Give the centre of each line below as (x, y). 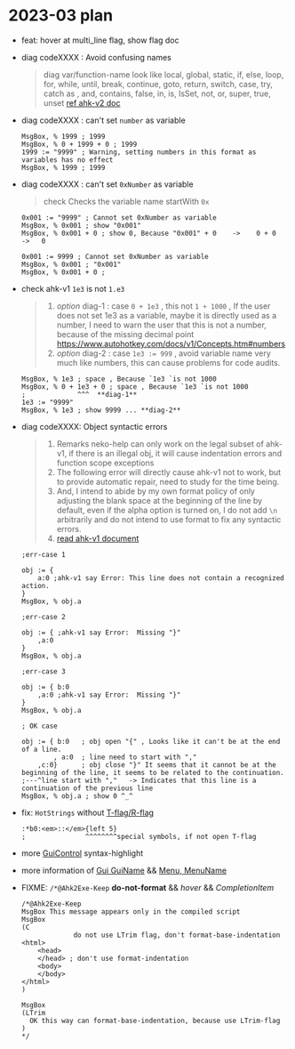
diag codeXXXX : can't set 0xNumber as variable (107, 184)
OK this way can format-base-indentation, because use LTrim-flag (155, 1021)
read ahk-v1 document (98, 538)
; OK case (40, 726)
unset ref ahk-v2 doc (82, 102)
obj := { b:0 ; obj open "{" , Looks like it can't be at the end (151, 741)
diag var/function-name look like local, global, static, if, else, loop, (163, 74)
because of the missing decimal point (125, 334)
